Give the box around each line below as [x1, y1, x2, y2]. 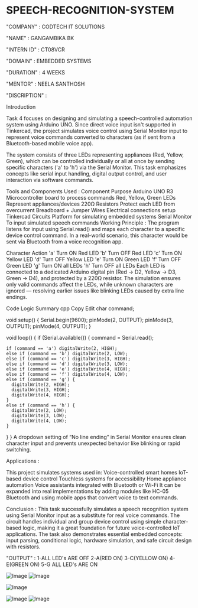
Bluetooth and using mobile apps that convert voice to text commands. [6, 494, 178, 501]
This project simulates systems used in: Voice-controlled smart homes [6, 469, 177, 476]
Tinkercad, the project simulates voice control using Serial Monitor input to [6, 127, 188, 134]
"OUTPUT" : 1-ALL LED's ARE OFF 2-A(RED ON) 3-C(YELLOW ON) [6, 554, 168, 561]
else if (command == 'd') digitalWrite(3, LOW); [6, 361, 128, 367]
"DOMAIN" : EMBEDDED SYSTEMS [6, 57, 92, 64]
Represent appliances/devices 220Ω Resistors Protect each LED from [6, 200, 176, 207]
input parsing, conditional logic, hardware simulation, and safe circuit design [6, 537, 192, 544]
